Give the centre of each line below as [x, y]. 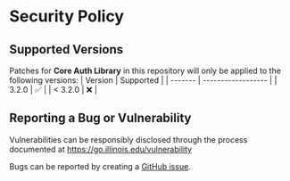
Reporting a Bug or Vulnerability [100, 118]
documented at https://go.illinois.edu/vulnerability [101, 149]
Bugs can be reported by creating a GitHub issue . [100, 166]
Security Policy [67, 16]
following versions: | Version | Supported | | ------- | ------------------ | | [143, 80]
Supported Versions [66, 49]
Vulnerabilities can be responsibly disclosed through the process [128, 139]
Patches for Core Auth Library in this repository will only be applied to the [145, 70]
